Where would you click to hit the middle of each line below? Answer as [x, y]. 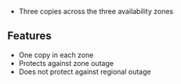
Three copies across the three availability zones [96, 11]
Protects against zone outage [66, 63]
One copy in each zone [56, 55]
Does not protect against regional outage [85, 71]
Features [29, 36]
